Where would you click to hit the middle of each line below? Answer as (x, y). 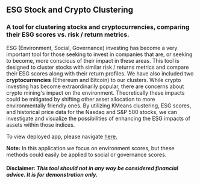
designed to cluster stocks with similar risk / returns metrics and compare (98, 67)
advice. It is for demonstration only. (52, 175)
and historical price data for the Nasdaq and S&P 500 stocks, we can (92, 112)
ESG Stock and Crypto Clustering (70, 10)
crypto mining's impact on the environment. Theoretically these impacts (95, 92)
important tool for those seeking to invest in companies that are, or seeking (99, 54)
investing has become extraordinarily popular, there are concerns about (95, 86)
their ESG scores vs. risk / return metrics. (68, 34)
